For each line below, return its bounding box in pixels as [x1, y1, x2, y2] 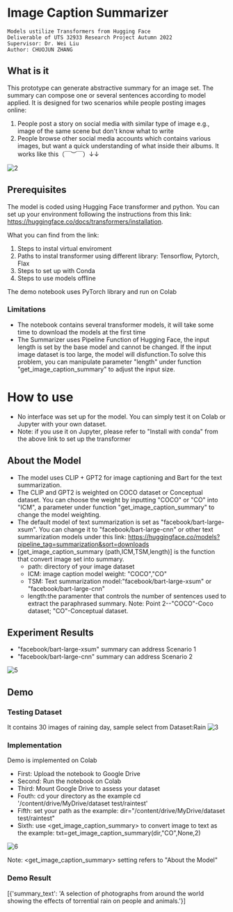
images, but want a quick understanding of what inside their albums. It [17, 141, 219, 150]
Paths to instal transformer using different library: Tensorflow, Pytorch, [17, 252, 220, 260]
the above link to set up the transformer [17, 434, 131, 443]
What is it [7, 65, 49, 77]
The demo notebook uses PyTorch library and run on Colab [7, 287, 177, 295]
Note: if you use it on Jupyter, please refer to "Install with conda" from [17, 427, 218, 435]
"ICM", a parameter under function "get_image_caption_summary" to [17, 503, 215, 511]
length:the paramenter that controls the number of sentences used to [27, 592, 227, 600]
